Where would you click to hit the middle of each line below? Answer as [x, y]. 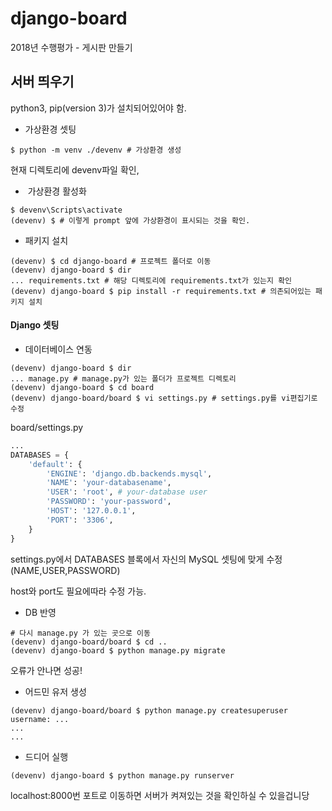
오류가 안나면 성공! [46, 670]
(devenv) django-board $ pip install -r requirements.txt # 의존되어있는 [161, 291]
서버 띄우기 [42, 82]
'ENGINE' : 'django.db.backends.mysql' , [129, 473]
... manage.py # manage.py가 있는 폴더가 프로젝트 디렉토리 [123, 378]
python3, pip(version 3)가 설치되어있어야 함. [98, 108]
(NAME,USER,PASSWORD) [65, 570]
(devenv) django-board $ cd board [82, 387]
